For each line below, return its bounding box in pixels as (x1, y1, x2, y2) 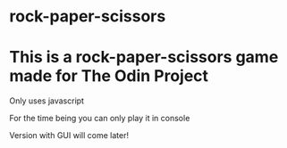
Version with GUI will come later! (9, 130, 130, 141)
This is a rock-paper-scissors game (9, 47, 279, 68)
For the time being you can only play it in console (9, 113, 190, 124)
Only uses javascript (9, 95, 85, 106)
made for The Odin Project (9, 66, 208, 86)
